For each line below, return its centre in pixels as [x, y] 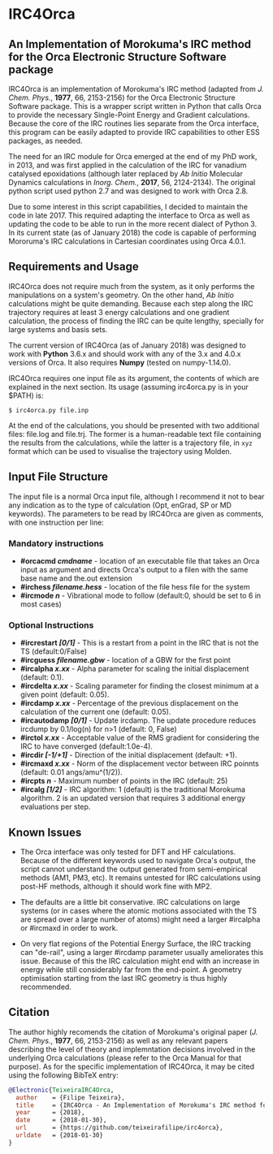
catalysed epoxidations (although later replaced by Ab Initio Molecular [126, 174]
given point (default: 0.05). [65, 694]
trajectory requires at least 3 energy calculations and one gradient [119, 312]
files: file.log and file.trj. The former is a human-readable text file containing [135, 434]
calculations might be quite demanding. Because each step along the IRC [131, 303]
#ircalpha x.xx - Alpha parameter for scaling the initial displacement [134, 669]
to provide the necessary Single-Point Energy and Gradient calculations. [129, 115]
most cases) [41, 604]
